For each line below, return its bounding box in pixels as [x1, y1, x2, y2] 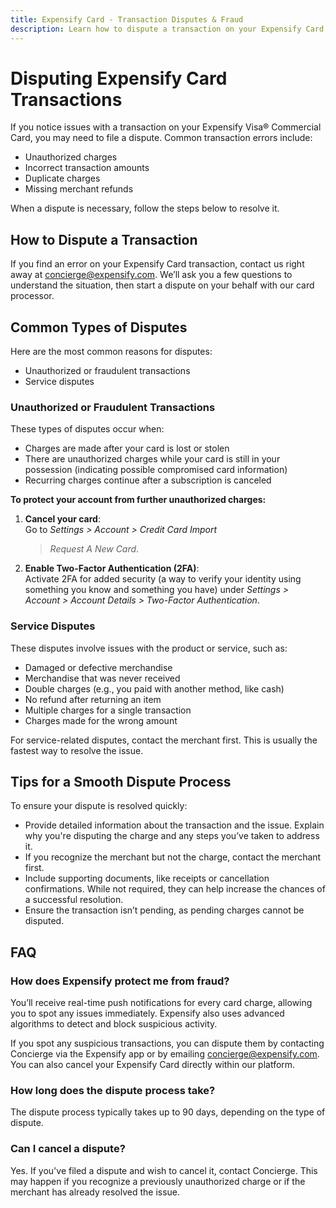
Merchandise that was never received [24, 672, 181, 684]
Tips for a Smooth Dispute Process [10, 774, 232, 791]
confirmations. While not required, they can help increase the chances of [24, 883, 326, 895]
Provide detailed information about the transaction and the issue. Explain [24, 819, 325, 831]
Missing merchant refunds [24, 183, 134, 195]
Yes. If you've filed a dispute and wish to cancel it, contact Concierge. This [10, 1164, 318, 1176]
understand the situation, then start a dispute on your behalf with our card [10, 279, 315, 291]
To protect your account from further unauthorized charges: [10, 494, 267, 506]
